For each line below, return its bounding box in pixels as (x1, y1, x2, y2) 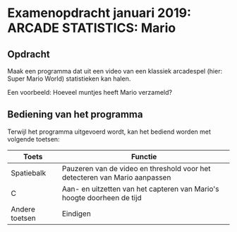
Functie (130, 151, 157, 161)
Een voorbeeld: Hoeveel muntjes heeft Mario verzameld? (7, 88, 173, 96)
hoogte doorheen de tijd (61, 192, 142, 202)
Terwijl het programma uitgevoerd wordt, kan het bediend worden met (7, 127, 212, 136)
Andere (11, 204, 35, 214)
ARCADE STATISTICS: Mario (7, 20, 176, 36)
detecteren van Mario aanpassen (61, 172, 171, 182)
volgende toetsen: (7, 134, 60, 143)
